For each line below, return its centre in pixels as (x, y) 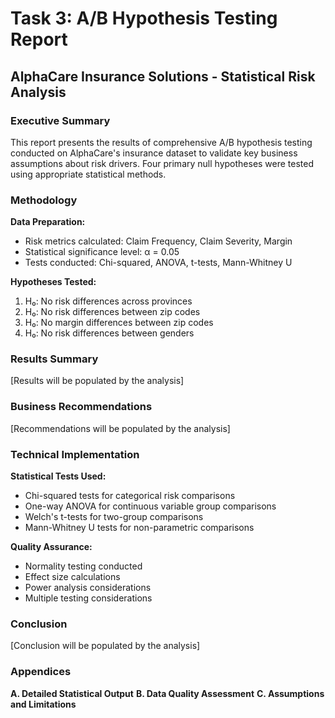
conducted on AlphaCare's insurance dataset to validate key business (154, 153)
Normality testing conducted (83, 566)
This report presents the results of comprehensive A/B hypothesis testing (161, 142)
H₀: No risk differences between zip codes (112, 312)
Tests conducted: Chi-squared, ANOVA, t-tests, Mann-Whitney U (158, 263)
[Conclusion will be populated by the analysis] (105, 646)
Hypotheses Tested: (53, 282)
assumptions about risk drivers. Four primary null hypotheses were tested (162, 163)
